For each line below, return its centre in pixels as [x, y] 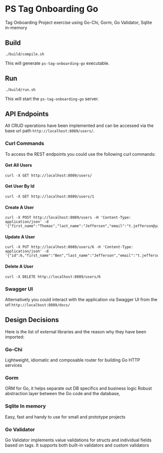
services [14, 365]
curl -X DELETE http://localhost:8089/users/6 [53, 277]
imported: [15, 337]
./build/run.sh [20, 90]
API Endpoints [27, 114]
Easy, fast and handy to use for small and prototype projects [65, 417]
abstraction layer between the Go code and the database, [63, 394]
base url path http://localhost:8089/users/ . [50, 131]
